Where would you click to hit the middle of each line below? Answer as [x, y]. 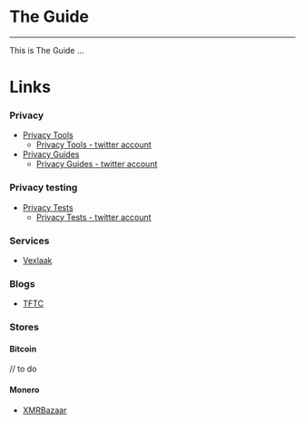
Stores [24, 327]
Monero [25, 390]
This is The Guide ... [47, 50]
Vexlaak [37, 261]
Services [30, 241]
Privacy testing [44, 188]
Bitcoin [23, 349]
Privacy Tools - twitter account [93, 145]
